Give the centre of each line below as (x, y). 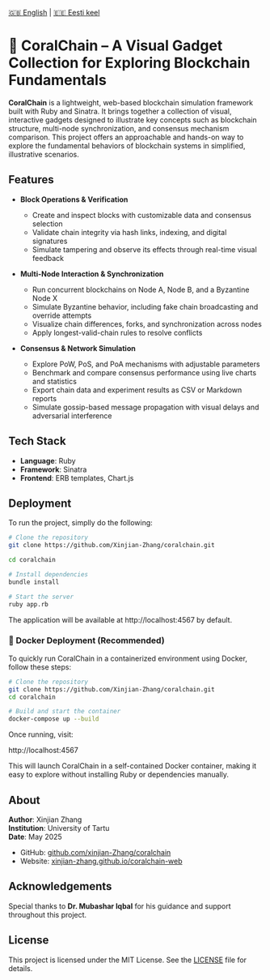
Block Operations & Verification (74, 199)
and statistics (54, 381)
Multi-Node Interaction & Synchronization (92, 274)
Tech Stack (37, 441)
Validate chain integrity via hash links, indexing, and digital (129, 232)
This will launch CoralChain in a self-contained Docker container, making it (133, 766)
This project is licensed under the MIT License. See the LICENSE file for (128, 960)
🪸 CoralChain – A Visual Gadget (116, 46)
